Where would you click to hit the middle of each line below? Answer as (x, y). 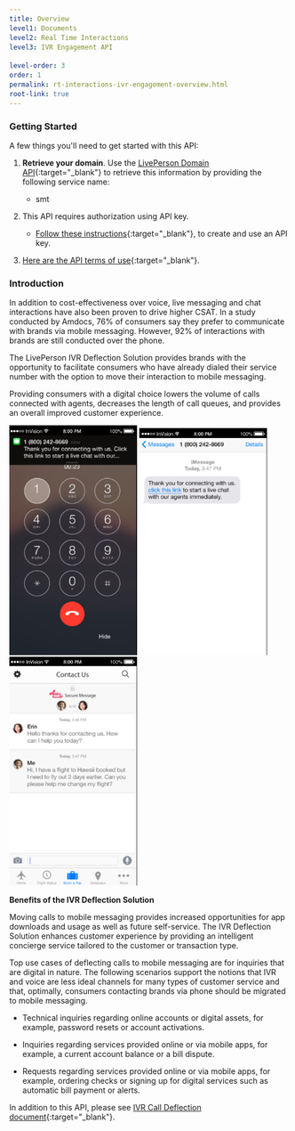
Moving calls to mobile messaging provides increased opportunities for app (147, 916)
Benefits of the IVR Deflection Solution (82, 899)
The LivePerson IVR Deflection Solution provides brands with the (128, 358)
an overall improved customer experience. (87, 413)
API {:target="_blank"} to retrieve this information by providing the (142, 172)
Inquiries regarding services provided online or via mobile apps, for (145, 1044)
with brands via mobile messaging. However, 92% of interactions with (137, 331)
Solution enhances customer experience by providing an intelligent (132, 936)
